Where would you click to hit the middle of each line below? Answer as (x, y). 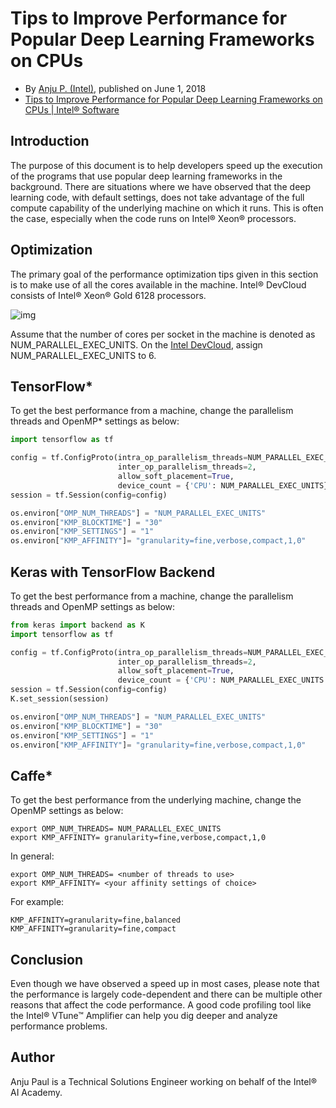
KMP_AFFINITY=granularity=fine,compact (93, 929)
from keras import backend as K (77, 625)
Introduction (50, 141)
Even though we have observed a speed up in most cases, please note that (165, 984)
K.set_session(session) (60, 699)
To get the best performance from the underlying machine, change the (156, 800)
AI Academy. (36, 1092)
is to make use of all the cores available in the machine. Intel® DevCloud (158, 284)
